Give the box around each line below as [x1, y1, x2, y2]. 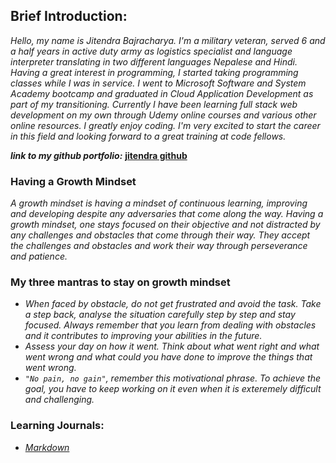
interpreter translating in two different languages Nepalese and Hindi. [10, 55, 298, 68]
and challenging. [24, 394, 95, 406]
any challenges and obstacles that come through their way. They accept [10, 229, 311, 241]
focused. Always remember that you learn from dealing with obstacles [24, 319, 317, 331]
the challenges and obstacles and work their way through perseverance [10, 240, 308, 252]
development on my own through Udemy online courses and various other [10, 109, 317, 121]
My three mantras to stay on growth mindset [10, 275, 231, 289]
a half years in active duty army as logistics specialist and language [10, 45, 293, 57]
